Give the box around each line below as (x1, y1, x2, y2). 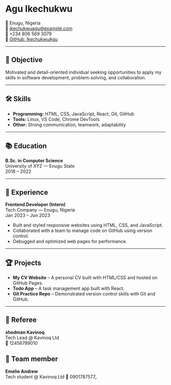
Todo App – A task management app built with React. (12, 285, 125, 291)
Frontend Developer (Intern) (5, 201, 66, 208)
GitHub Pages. (12, 280, 43, 286)
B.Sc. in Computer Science (5, 158, 64, 164)
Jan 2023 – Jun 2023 (5, 212, 50, 219)
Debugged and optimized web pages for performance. (12, 239, 127, 245)
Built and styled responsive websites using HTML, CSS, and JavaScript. (12, 222, 163, 228)
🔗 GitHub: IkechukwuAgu (5, 36, 58, 42)
